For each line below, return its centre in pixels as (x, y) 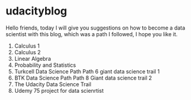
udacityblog (36, 11)
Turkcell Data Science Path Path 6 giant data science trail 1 (87, 71)
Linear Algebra (33, 58)
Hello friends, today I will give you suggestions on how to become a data (95, 28)
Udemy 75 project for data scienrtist (59, 90)
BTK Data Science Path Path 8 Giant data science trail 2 (83, 78)
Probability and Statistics (45, 65)
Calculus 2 (28, 52)
